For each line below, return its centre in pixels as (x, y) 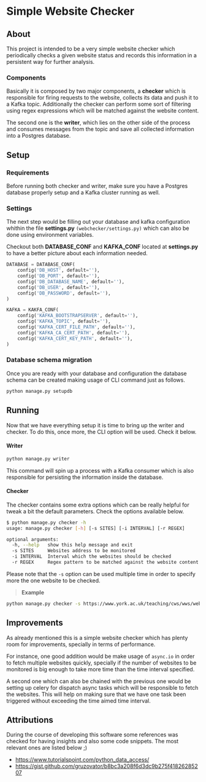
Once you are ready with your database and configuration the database (97, 373)
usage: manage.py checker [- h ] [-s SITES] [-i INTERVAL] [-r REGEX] (96, 528)
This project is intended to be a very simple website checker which (91, 49)
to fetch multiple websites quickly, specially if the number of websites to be (101, 663)
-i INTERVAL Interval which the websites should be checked (92, 557)
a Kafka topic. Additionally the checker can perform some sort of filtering (99, 104)
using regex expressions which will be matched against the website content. (103, 111)
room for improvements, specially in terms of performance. (81, 644)
